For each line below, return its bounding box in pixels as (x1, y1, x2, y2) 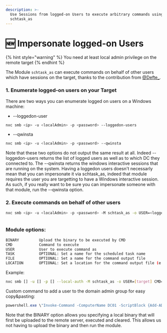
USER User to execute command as (5, 247, 97, 252)
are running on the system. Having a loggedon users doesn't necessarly (5, 166, 153, 172)
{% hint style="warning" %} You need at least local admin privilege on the (5, 54, 157, 60)
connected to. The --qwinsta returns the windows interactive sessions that (5, 160, 158, 166)
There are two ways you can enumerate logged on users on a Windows (5, 98, 152, 104)
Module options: (5, 226, 46, 233)
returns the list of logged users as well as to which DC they (39, 155, 160, 161)
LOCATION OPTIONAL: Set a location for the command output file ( (5, 261, 159, 266)
